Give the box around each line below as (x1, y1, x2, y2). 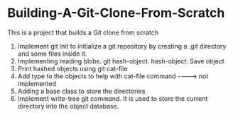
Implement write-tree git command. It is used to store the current (17, 94, 208, 103)
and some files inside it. (17, 49, 87, 58)
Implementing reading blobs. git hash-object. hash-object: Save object (17, 56, 225, 65)
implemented (17, 79, 57, 87)
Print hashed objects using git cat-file (17, 64, 128, 73)
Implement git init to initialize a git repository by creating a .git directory (17, 42, 227, 50)
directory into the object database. (17, 101, 119, 110)
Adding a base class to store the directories (17, 87, 146, 95)
